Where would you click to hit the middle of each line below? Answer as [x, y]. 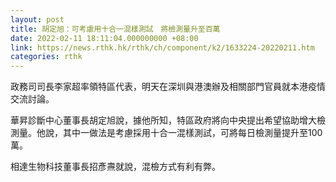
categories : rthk [46, 57]
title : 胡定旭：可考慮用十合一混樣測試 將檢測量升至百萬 [115, 29]
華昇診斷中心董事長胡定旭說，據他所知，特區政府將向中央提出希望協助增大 [163, 120]
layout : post [37, 19]
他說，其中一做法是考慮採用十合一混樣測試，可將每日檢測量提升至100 [179, 133]
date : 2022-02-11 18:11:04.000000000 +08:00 [104, 38]
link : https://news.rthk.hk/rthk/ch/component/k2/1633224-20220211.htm [162, 47]
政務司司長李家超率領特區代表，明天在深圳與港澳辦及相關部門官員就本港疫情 [168, 87]
